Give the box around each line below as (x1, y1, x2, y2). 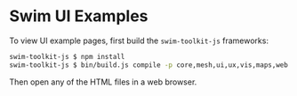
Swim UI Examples (9, 6, 148, 26)
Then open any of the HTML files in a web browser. (9, 77, 197, 87)
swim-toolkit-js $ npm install (9, 52, 125, 61)
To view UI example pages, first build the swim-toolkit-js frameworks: (9, 35, 269, 46)
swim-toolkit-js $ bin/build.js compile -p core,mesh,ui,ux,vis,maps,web (9, 60, 289, 70)
